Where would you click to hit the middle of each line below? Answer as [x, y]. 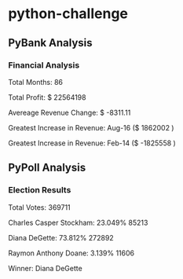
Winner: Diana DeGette [45, 268]
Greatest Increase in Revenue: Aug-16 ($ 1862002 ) [91, 127]
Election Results [40, 190]
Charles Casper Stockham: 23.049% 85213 [78, 222]
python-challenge [68, 14]
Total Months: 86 [36, 82]
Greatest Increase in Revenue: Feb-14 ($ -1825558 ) [92, 143]
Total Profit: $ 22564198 [47, 97]
